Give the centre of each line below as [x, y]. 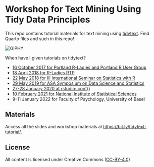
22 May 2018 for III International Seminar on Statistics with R [74, 78]
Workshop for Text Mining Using [73, 9]
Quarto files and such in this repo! [40, 39]
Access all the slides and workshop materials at [54, 126]
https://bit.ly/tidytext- [125, 126]
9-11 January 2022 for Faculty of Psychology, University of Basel [78, 99]
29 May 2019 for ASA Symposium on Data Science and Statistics [78, 83]
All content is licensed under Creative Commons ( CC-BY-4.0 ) [68, 159]
